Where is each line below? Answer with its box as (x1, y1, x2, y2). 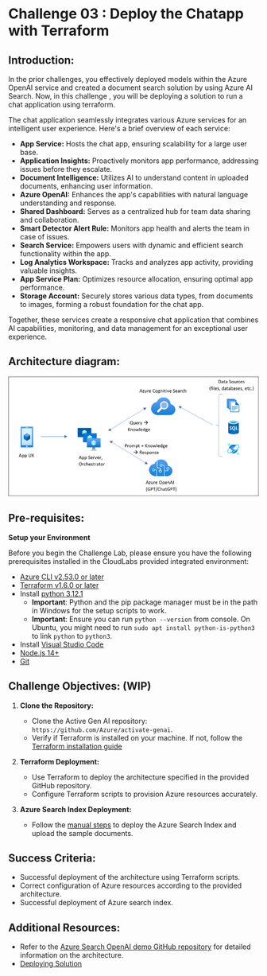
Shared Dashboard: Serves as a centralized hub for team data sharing (19, 207, 251, 216)
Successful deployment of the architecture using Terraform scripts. (19, 873, 241, 882)
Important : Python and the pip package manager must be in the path (31, 597, 258, 607)
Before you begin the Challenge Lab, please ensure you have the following (8, 548, 252, 558)
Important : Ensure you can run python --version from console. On (31, 614, 250, 624)
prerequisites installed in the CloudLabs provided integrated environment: (8, 556, 249, 566)
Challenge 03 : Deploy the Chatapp (8, 5, 244, 23)
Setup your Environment (8, 532, 91, 542)
